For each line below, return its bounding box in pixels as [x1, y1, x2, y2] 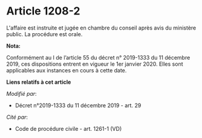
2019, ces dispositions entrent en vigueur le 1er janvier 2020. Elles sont [6, 60, 183, 67]
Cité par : [6, 113, 28, 121]
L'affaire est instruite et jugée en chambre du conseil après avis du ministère [6, 24, 197, 31]
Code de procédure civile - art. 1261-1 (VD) [15, 125, 122, 132]
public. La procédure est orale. [6, 30, 83, 37]
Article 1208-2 [6, 4, 80, 18]
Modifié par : [6, 90, 37, 97]
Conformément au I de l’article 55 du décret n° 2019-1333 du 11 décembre [6, 54, 191, 61]
